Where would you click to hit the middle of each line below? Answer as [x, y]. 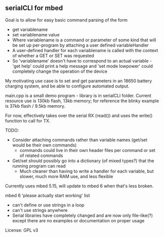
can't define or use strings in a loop [48, 205]
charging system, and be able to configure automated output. [67, 86]
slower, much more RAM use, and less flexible [66, 176]
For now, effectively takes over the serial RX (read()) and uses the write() [79, 116]
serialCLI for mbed [34, 8]
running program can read [39, 166]
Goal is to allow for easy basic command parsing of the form [66, 20]
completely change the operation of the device [60, 71]
